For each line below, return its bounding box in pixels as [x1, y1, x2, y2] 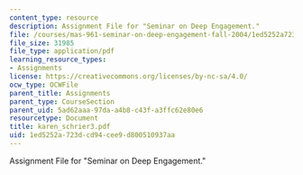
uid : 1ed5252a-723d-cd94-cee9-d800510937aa [9, 131, 176, 140]
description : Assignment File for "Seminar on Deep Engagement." [9, 22, 260, 31]
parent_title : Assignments [9, 88, 111, 97]
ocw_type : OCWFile [9, 80, 78, 89]
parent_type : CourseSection [9, 97, 115, 106]
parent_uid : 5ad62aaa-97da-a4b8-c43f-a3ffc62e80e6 [9, 106, 204, 115]
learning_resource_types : [9, 55, 106, 64]
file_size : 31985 [9, 38, 75, 48]
